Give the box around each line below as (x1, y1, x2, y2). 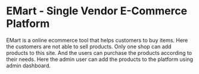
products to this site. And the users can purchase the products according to (6, 49, 192, 56)
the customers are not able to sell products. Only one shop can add (6, 43, 172, 50)
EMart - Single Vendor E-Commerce (6, 4, 188, 18)
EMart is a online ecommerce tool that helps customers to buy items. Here (6, 36, 188, 44)
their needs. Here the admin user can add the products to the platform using (6, 55, 194, 63)
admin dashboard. (6, 61, 51, 69)
